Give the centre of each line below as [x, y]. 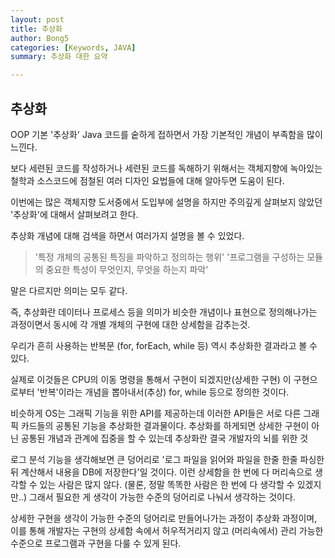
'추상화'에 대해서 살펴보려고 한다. [74, 214]
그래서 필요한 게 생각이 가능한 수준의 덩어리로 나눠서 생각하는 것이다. [162, 497]
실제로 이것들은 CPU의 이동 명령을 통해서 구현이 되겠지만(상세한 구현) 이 [151, 379]
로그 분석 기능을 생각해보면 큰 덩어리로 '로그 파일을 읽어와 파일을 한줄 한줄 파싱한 [167, 459]
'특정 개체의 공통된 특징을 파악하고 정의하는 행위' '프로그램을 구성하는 [169, 257]
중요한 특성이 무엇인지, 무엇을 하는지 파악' [127, 269]
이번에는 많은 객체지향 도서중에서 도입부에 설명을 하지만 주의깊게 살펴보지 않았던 [166, 202]
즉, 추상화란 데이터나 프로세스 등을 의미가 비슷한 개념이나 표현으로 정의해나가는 [164, 312]
